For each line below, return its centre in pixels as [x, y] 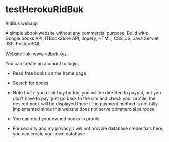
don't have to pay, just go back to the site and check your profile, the [84, 98]
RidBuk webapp [22, 23]
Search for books [31, 83]
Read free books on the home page [49, 73]
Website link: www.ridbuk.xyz [36, 54]
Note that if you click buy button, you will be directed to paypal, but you [87, 92]
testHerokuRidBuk [44, 9]
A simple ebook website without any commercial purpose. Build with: [77, 33]
